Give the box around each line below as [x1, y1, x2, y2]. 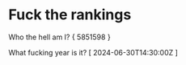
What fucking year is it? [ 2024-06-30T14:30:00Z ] [8, 47, 178, 57]
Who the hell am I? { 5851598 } [8, 32, 111, 42]
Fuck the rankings [8, 6, 132, 24]
